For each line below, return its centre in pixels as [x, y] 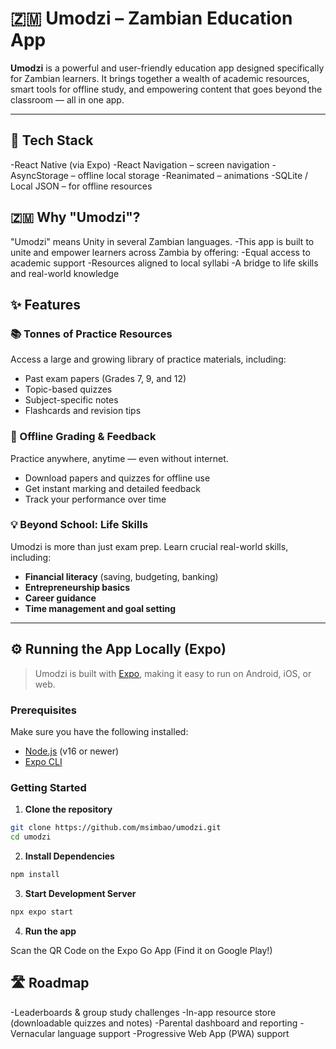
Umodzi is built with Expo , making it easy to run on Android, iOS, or [173, 673]
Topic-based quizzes [68, 389]
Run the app [50, 931]
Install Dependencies [69, 856]
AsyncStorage [39, 175]
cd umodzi [31, 837]
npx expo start [42, 912]
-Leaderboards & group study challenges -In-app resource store [143, 1012]
